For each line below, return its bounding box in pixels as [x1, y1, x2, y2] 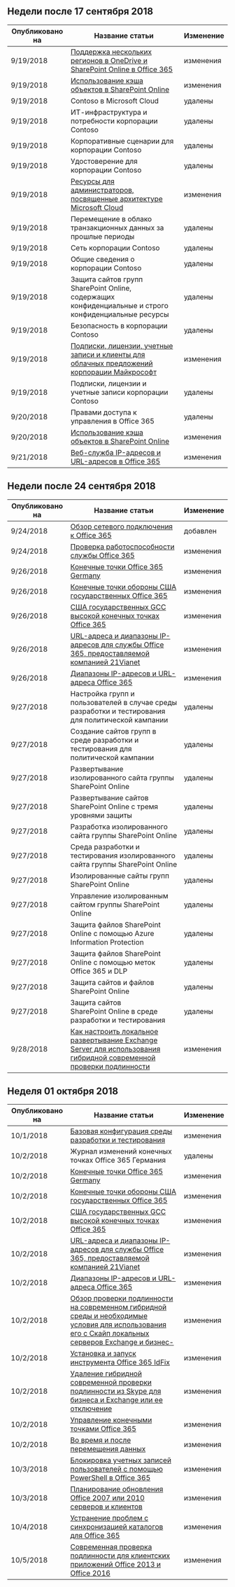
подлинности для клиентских [70, 1551, 170, 1560]
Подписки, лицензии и [70, 378, 147, 388]
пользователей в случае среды [70, 697, 177, 707]
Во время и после [70, 1435, 131, 1445]
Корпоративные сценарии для [70, 136, 174, 146]
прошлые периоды [70, 231, 135, 241]
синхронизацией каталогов [70, 1522, 164, 1532]
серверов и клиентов [70, 1502, 143, 1511]
